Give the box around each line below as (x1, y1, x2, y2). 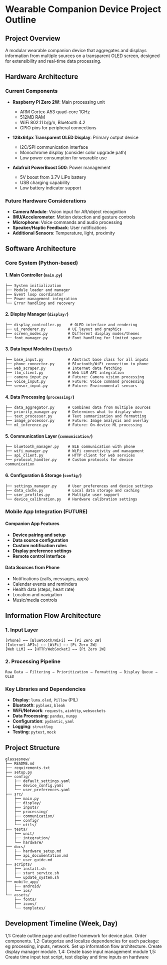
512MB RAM (19, 114, 45, 120)
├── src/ (5, 792, 23, 797)
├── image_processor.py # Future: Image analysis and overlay (5, 418, 149, 423)
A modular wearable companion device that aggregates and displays (5, 48, 147, 53)
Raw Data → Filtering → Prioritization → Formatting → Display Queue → (5, 669, 157, 674)
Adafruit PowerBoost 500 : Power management (12, 164, 111, 170)
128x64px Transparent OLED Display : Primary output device (12, 134, 139, 140)
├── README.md (5, 761, 35, 766)
